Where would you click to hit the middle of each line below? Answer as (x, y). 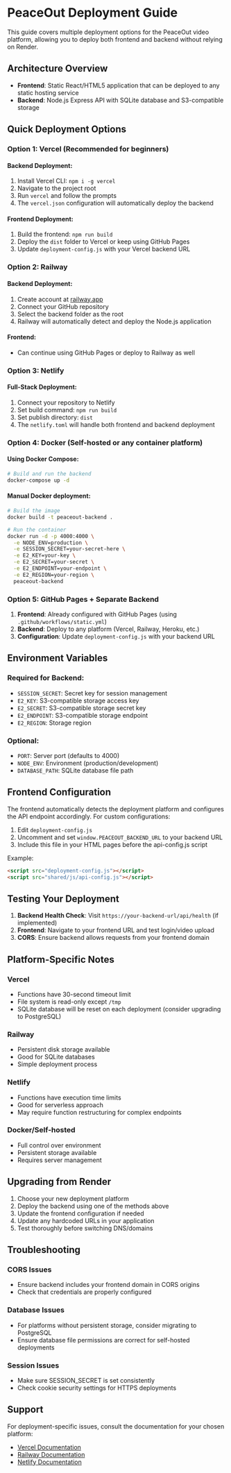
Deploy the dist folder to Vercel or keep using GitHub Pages (103, 242)
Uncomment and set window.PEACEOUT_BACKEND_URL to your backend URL (120, 837)
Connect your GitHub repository (63, 306)
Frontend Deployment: (41, 219)
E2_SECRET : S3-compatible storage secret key (82, 708)
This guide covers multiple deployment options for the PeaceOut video (108, 32)
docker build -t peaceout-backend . (60, 517)
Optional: (23, 741)
